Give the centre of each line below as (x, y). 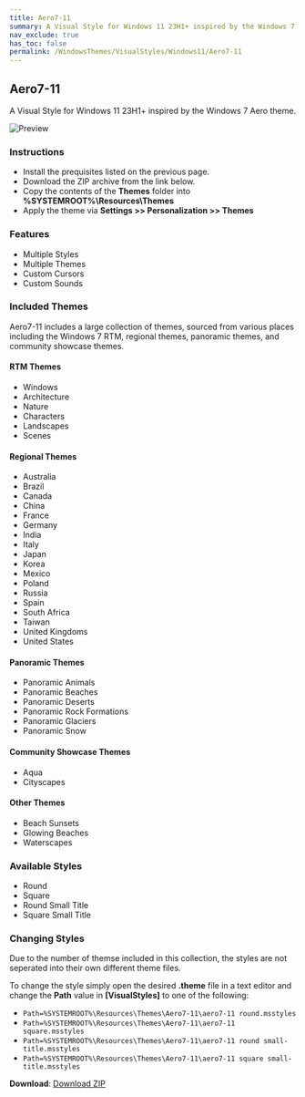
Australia (39, 477)
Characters (44, 417)
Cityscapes (44, 781)
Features (30, 234)
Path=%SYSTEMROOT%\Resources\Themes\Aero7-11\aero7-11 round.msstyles (159, 1014)
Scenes (37, 436)
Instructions (37, 151)
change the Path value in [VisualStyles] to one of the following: (129, 996)
